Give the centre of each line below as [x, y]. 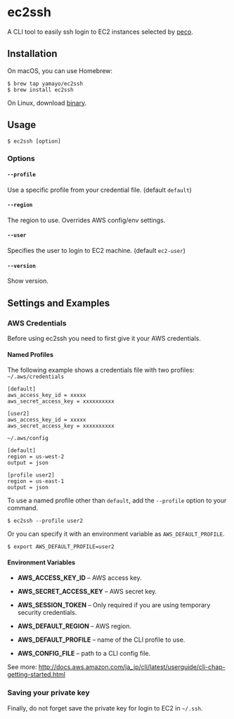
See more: [22, 667]
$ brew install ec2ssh [40, 90]
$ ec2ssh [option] [34, 141]
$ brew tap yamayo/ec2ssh [45, 84]
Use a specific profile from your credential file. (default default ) [99, 190]
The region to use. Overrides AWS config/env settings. [86, 220]
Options [21, 159]
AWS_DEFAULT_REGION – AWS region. [74, 626]
